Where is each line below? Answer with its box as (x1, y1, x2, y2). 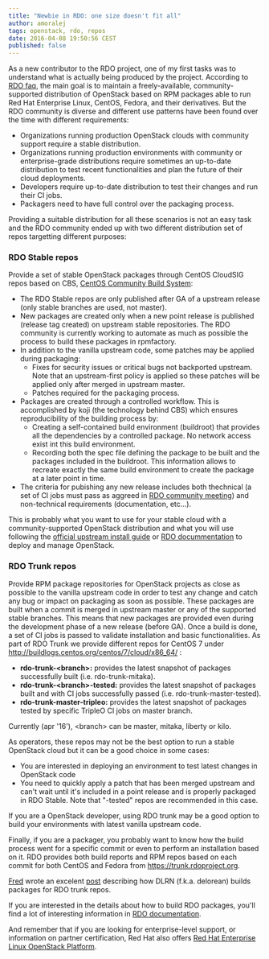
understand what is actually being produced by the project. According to (8, 72, 249, 82)
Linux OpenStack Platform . (8, 941, 97, 951)
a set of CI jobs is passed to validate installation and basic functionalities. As (8, 630, 261, 640)
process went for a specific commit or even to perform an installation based (8, 843, 259, 853)
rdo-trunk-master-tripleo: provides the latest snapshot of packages (19, 697, 247, 706)
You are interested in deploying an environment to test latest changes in (19, 761, 258, 771)
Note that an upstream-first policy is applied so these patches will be (31, 371, 260, 381)
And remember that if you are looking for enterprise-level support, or (8, 924, 236, 934)
